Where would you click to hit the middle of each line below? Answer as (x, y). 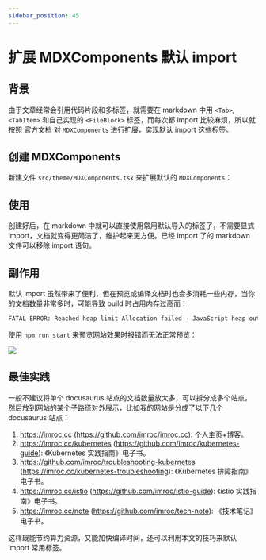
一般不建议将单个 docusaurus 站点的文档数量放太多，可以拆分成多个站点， (130, 397)
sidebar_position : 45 (44, 15)
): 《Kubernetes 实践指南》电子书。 (94, 453)
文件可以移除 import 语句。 (52, 245)
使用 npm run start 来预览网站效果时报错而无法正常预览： (103, 334)
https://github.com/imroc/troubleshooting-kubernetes (107, 462)
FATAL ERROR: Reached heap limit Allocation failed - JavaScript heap (127, 319)
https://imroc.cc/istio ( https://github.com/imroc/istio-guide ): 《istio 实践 (135, 491)
